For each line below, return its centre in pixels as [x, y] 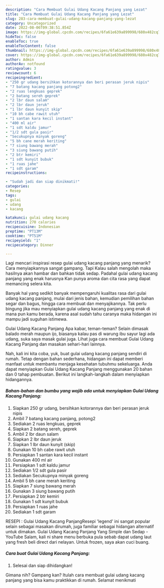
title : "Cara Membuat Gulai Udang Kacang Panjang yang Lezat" [70, 14]
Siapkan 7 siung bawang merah [44, 486]
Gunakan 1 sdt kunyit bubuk [40, 502]
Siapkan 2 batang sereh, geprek [45, 429]
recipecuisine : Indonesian [33, 227]
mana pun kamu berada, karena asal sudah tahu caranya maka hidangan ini [81, 314]
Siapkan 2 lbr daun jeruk [37, 439]
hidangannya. [19, 380]
